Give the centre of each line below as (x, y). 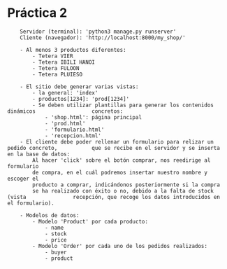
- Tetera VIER (53, 56)
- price (56, 240)
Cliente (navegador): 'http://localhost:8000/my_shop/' (103, 37)
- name (54, 228)
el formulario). (31, 203)
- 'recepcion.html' (73, 136)
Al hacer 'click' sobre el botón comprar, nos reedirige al (122, 160)
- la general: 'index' (65, 92)
